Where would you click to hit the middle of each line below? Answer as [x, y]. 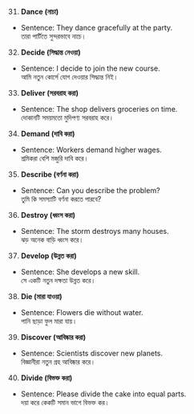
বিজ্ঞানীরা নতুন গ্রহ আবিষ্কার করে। [58, 362]
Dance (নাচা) [40, 12]
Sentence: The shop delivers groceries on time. [99, 109]
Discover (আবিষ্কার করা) [53, 337]
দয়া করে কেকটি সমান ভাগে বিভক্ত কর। [65, 402]
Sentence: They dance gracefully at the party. [97, 28]
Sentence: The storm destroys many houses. [95, 231]
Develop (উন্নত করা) [48, 256]
